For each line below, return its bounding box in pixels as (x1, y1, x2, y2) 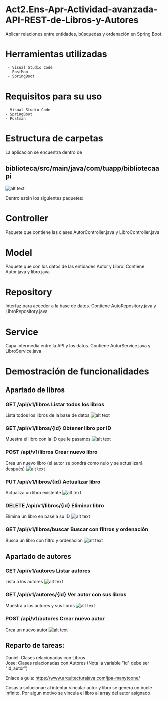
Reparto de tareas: (5, 641, 65, 650)
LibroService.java (5, 348, 42, 354)
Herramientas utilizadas (5, 49, 108, 60)
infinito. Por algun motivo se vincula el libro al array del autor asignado (5, 690, 150, 696)
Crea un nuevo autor (5, 627, 48, 633)
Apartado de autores (5, 552, 72, 561)
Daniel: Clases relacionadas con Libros (5, 654, 85, 660)
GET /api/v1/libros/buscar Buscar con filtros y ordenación (5, 526, 149, 533)
